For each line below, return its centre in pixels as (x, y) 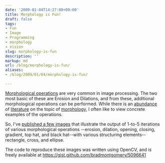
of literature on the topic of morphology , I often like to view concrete (75, 109)
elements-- (134, 135)
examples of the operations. (34, 114)
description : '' (22, 56)
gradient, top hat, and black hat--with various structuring (64, 135)
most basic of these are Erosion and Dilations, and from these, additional (80, 98)
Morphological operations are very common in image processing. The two (81, 93)
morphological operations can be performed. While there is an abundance (81, 104)
